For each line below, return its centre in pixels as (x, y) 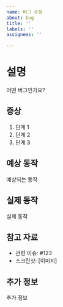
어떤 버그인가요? (26, 90)
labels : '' (20, 29)
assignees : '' (24, 35)
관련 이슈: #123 (33, 253)
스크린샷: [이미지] (36, 261)
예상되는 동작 (22, 179)
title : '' (19, 23)
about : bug (20, 18)
